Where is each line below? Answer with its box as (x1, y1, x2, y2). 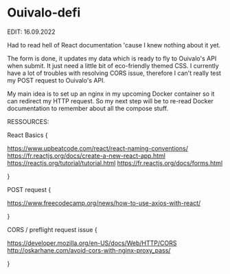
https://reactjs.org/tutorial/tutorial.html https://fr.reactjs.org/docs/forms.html (7, 158, 223, 167)
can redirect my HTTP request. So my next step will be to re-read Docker (7, 96, 214, 105)
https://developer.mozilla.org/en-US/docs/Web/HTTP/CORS (7, 239, 177, 247)
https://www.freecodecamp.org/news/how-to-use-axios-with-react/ (7, 198, 201, 207)
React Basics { (7, 131, 48, 139)
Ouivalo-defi (7, 5, 81, 21)
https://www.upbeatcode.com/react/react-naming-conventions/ (7, 144, 189, 152)
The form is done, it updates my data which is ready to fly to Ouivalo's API (7, 54, 217, 63)
